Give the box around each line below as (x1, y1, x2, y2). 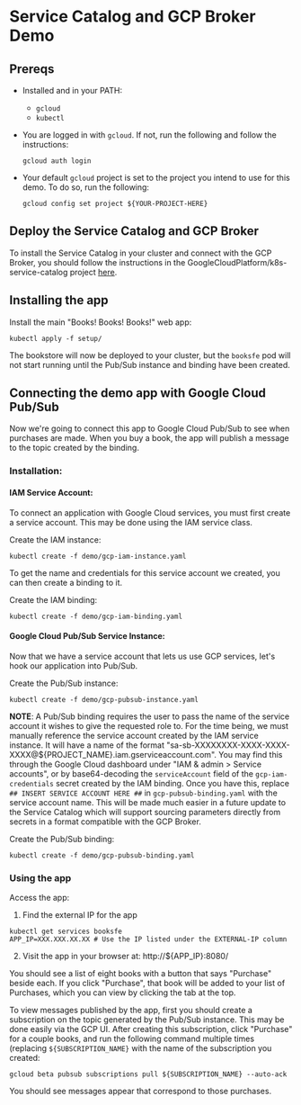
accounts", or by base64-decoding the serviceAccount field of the (9, 768, 254, 779)
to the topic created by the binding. (9, 443, 139, 454)
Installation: (9, 465, 63, 478)
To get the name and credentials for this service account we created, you (9, 567, 280, 578)
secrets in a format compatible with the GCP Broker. (9, 816, 202, 827)
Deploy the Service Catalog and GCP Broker (9, 223, 259, 239)
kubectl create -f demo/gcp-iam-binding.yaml (9, 612, 182, 621)
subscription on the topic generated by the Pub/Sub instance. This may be (9, 1014, 285, 1025)
